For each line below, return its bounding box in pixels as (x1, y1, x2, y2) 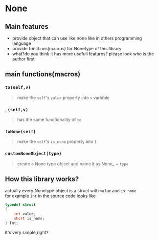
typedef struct (5, 202, 36, 207)
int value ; (14, 212, 36, 217)
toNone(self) (5, 129, 36, 134)
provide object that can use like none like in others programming (12, 35, 142, 41)
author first (12, 56, 35, 61)
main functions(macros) (5, 70, 81, 79)
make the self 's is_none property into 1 (17, 139, 97, 144)
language (12, 40, 31, 46)
